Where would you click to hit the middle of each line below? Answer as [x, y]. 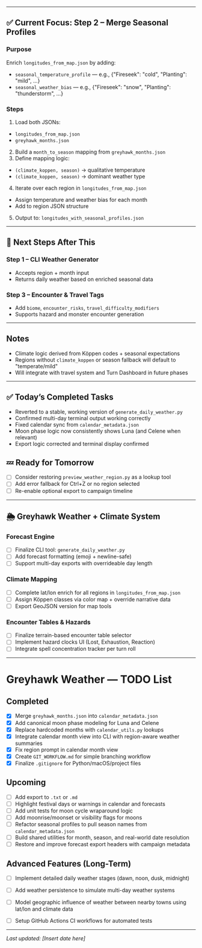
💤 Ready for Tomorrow [50, 463]
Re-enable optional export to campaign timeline [74, 491]
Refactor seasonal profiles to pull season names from [81, 824]
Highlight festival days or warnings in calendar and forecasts [90, 804]
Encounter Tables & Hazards [49, 622]
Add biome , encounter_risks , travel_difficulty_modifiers [87, 307]
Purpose [19, 49]
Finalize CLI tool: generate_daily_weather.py [70, 550]
